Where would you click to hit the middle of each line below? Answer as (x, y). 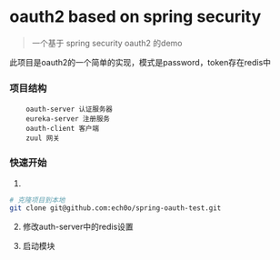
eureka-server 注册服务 (68, 119)
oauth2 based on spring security (135, 17)
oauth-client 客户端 (63, 129)
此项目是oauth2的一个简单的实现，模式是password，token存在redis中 (140, 62)
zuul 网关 (43, 138)
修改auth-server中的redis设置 (78, 227)
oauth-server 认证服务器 (70, 110)
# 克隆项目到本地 (37, 200)
